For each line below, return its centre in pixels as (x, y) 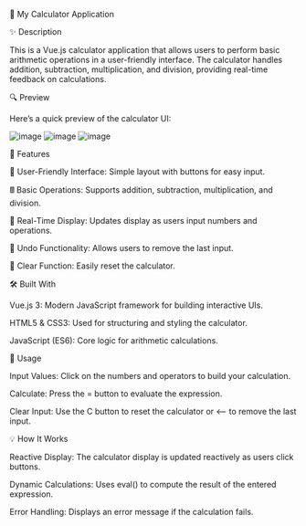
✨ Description (36, 32)
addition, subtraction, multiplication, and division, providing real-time (139, 69)
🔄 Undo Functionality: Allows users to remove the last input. (122, 248)
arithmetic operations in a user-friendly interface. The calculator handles (146, 60)
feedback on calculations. (58, 79)
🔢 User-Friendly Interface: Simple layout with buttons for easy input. (137, 172)
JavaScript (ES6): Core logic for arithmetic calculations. (114, 341)
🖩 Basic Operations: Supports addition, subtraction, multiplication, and (142, 190)
